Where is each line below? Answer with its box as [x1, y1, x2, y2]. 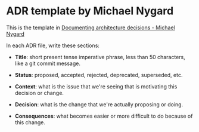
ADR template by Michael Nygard [6, 4, 174, 18]
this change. [14, 118, 46, 126]
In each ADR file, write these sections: [6, 42, 100, 49]
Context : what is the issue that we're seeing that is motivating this [14, 82, 178, 90]
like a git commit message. [14, 60, 81, 67]
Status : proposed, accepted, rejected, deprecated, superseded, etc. [14, 71, 183, 78]
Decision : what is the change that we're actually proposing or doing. [14, 100, 184, 108]
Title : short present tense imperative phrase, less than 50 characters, [14, 53, 186, 60]
